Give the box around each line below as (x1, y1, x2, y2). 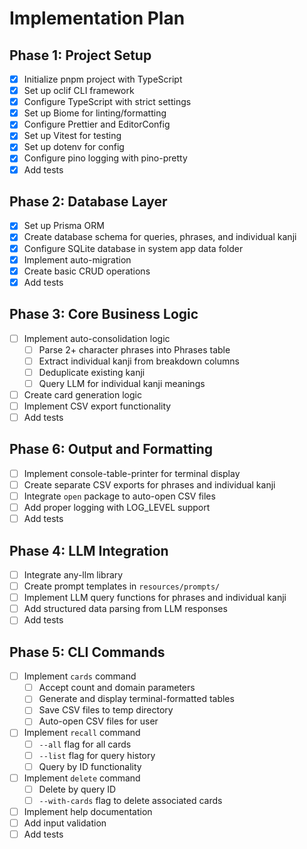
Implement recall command (23, 727, 141, 739)
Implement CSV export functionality (23, 400, 172, 412)
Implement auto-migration (23, 253, 132, 266)
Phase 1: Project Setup (9, 47, 152, 64)
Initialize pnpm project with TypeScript (23, 73, 183, 85)
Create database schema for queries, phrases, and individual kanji (23, 231, 297, 243)
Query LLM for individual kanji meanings (38, 377, 206, 389)
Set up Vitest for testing (23, 130, 122, 142)
